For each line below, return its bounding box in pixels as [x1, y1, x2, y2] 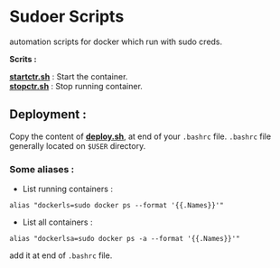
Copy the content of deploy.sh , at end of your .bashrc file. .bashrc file [9, 131, 272, 142]
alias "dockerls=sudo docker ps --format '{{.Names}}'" [9, 201, 224, 210]
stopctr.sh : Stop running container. [9, 80, 143, 91]
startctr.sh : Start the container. [9, 70, 128, 82]
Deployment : [9, 106, 88, 123]
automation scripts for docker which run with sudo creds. [9, 36, 223, 47]
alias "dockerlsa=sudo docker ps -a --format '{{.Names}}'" [9, 235, 241, 244]
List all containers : [22, 217, 93, 227]
